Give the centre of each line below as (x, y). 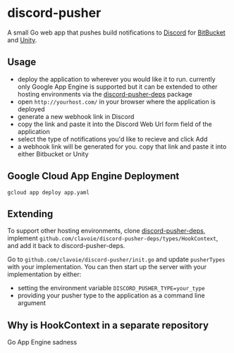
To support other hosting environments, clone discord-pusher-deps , (106, 231)
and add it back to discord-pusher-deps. (66, 246)
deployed (31, 109)
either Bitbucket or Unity (53, 154)
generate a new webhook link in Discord (76, 116)
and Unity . (22, 39)
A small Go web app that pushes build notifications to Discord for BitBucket (116, 32)
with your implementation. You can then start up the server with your (107, 267)
